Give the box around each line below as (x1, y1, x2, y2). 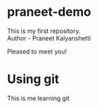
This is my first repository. (7, 27, 81, 35)
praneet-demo (7, 4, 91, 20)
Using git (7, 71, 60, 87)
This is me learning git (7, 94, 70, 102)
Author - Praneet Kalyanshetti (7, 34, 91, 42)
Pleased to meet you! (7, 47, 67, 56)
